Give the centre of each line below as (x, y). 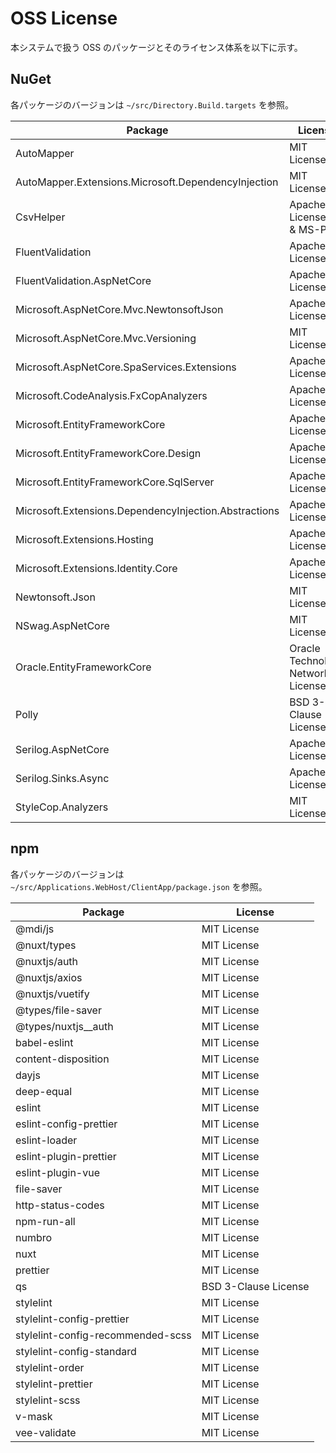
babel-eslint (44, 1042)
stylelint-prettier (54, 1384)
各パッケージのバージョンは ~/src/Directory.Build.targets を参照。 (152, 104)
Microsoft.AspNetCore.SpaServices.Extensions (126, 367)
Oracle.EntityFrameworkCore (83, 667)
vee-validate (46, 1432)
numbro (34, 1237)
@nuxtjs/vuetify (52, 994)
